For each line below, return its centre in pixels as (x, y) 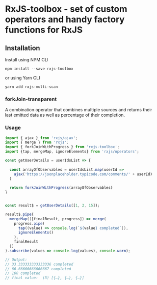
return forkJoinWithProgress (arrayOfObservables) (61, 188)
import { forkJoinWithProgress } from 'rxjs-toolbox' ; (62, 147)
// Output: (16, 259)
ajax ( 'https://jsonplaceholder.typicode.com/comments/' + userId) (83, 174)
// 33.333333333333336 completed (39, 264)
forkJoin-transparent (31, 99)
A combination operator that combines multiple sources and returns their (79, 110)
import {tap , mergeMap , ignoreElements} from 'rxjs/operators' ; (72, 152)
